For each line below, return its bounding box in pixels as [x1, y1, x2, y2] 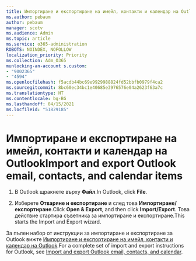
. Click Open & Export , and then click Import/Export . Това [51, 206, 190, 213]
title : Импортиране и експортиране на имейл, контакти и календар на [6, 8, 179, 15]
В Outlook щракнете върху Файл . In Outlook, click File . [14, 188, 148, 195]
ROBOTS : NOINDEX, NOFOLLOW [6, 47, 72, 53]
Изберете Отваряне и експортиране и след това [14, 200, 138, 207]
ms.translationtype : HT [6, 90, 64, 96]
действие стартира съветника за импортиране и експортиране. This [14, 212, 185, 219]
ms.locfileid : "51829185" [6, 107, 69, 112]
